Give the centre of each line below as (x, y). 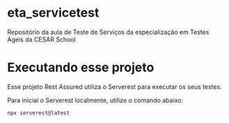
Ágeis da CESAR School (42, 39)
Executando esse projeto (81, 68)
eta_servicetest (53, 13)
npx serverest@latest (39, 113)
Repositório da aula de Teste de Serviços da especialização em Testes (108, 32)
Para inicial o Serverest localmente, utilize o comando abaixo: (95, 100)
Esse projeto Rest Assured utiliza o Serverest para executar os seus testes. (115, 87)
